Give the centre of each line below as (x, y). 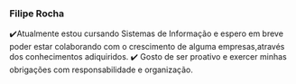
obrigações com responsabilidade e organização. (102, 70)
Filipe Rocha (37, 14)
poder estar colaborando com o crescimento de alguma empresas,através (147, 47)
